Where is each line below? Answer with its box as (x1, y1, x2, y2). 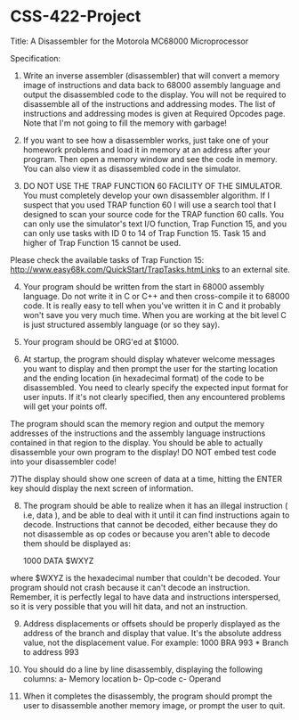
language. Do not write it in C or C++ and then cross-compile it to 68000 (22, 290, 290, 301)
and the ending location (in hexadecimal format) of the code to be (22, 372, 265, 383)
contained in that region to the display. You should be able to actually (10, 437, 263, 447)
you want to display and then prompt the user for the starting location (22, 363, 279, 373)
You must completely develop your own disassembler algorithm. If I (22, 190, 271, 200)
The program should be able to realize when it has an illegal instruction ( (22, 500, 288, 511)
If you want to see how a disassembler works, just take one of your (22, 135, 270, 145)
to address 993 (22, 646, 79, 657)
